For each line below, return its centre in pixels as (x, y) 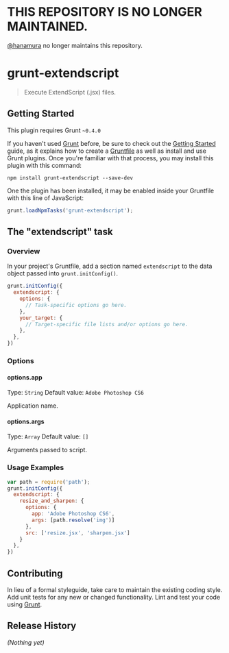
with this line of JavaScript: (46, 198)
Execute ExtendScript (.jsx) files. (70, 92)
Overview (24, 251)
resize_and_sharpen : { (52, 501)
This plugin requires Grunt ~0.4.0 (54, 130)
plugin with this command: (45, 165)
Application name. (33, 406)
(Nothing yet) (26, 642)
